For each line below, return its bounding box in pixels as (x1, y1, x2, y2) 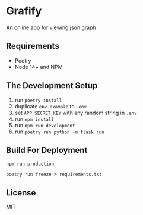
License (6, 188, 36, 198)
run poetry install (14, 96, 62, 104)
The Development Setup (6, 80, 98, 91)
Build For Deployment (6, 145, 88, 155)
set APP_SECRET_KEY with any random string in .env (14, 109, 137, 116)
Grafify (6, 4, 42, 18)
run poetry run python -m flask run (14, 128, 105, 135)
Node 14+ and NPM (14, 63, 63, 70)
